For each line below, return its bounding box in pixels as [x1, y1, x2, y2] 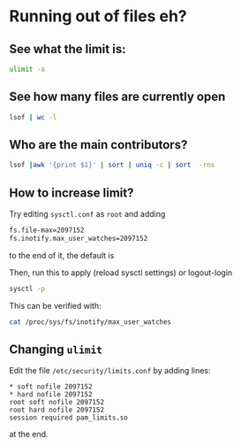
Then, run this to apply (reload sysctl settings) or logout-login [9, 267, 233, 278]
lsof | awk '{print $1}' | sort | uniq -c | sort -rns [9, 161, 215, 170]
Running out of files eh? [9, 6, 187, 27]
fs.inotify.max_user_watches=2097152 [9, 234, 148, 242]
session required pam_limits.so [9, 413, 128, 422]
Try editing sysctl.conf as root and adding [9, 209, 166, 219]
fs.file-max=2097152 [9, 226, 86, 235]
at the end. [9, 429, 49, 440]
